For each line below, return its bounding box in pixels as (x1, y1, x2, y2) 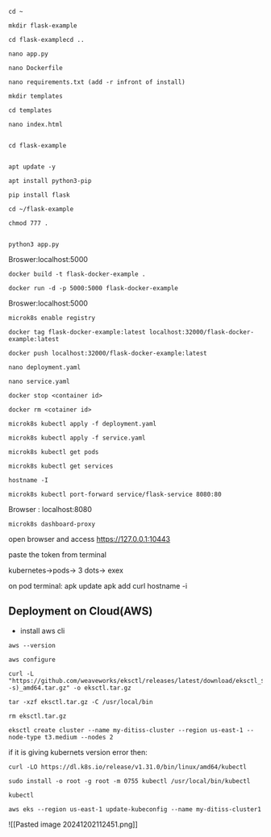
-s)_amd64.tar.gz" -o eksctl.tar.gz (8, 684, 131, 692)
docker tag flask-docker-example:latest (8, 328, 147, 336)
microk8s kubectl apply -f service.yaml (8, 434, 147, 442)
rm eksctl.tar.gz (8, 712, 67, 720)
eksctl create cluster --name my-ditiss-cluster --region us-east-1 (8, 726, 244, 734)
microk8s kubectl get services (8, 462, 114, 470)
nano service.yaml (8, 377, 70, 385)
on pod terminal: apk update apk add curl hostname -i (8, 581, 188, 590)
